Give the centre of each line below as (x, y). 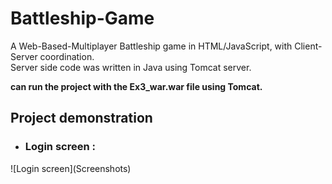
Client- (308, 46)
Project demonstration (81, 118)
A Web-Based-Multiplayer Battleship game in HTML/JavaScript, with (151, 46)
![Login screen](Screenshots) (71, 168)
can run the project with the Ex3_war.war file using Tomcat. (136, 86)
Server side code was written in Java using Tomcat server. (131, 67)
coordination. (67, 56)
